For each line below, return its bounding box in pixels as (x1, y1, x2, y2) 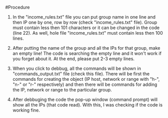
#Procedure (5, 5, 30, 10)
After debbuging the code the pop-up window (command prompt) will (12, 96, 158, 102)
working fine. (12, 107, 40, 113)
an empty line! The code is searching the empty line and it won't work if (12, 50, 162, 56)
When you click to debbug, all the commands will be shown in (12, 65, 141, 71)
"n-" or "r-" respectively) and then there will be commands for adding (12, 81, 157, 87)
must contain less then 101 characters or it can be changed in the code (12, 25, 160, 31)
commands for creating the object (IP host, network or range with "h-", (12, 76, 160, 82)
